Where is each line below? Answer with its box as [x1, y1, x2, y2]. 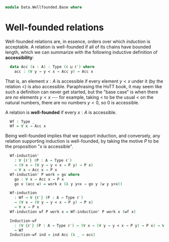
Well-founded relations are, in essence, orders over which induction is [5, 38, 151, 44]
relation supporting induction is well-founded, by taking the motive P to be [5, 138, 159, 144]
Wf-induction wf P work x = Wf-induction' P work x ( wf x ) [10, 209, 136, 214]
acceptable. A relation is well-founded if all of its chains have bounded [5, 43, 151, 50]
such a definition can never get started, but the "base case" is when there [5, 89, 158, 95]
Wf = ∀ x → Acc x [10, 124, 46, 129]
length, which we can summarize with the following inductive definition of [5, 49, 158, 55]
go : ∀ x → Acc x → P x [14, 176, 64, 181]
